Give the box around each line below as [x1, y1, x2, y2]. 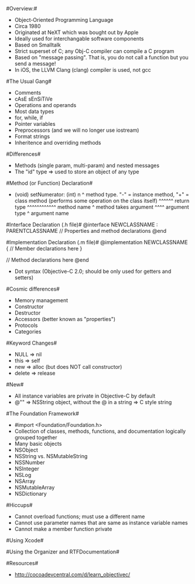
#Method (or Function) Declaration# [6, 179, 93, 186]
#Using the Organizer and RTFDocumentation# [6, 548, 120, 555]
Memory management [14, 297, 69, 303]
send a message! [14, 60, 56, 67]
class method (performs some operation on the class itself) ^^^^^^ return [14, 197, 190, 204]
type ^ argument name [14, 210, 69, 216]
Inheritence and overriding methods [14, 139, 101, 146]
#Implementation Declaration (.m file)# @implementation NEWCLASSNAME [6, 239, 189, 246]
